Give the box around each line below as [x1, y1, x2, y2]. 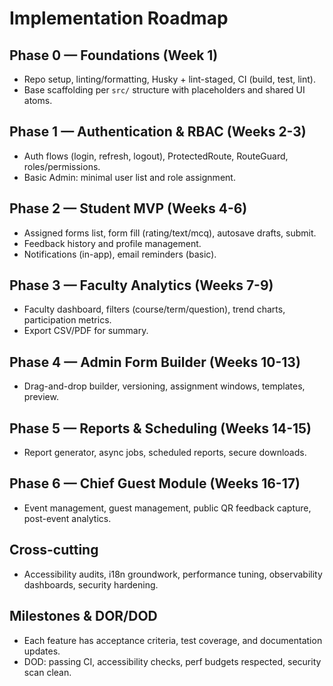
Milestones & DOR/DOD [9, 608, 158, 625]
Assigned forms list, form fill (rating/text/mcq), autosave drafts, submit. [23, 227, 317, 239]
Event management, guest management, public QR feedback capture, [23, 502, 312, 514]
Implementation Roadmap [9, 7, 229, 30]
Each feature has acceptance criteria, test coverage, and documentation [23, 634, 323, 646]
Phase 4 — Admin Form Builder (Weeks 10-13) [9, 353, 301, 371]
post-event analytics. [23, 512, 112, 524]
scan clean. [23, 666, 72, 678]
